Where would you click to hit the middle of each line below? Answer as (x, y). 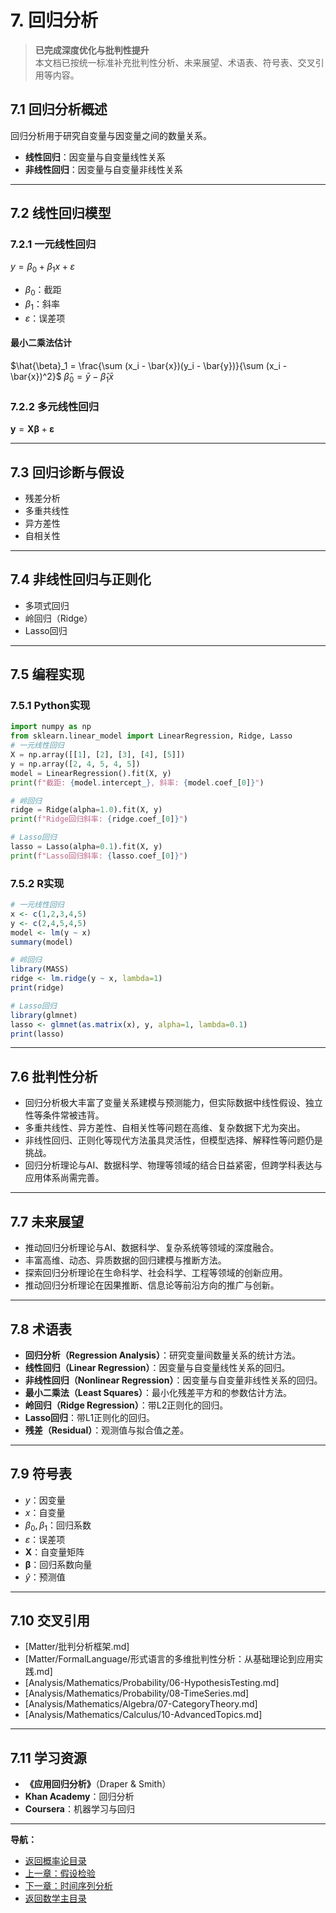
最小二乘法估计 (41, 343)
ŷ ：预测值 (45, 1577)
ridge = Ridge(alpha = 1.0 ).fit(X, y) (86, 810)
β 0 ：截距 (43, 291)
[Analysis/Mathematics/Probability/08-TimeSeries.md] (137, 1693)
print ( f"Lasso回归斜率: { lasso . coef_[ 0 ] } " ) (99, 856)
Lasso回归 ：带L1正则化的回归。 (90, 1417)
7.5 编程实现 (47, 674)
